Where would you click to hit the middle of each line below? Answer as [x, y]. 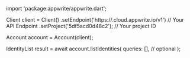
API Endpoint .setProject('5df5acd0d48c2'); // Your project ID [81, 26]
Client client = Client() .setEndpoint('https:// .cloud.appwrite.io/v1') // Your [95, 20]
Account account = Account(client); [50, 37]
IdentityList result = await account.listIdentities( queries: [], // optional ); [94, 49]
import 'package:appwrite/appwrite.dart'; [56, 8]
